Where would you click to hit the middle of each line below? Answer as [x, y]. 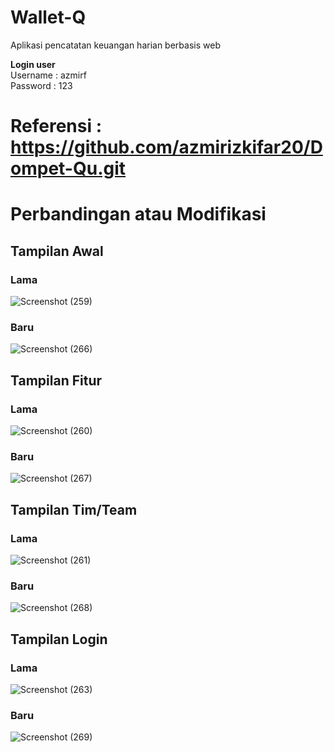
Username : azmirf [48, 75]
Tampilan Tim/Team [74, 509]
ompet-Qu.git [68, 168]
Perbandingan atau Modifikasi [138, 214]
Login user [33, 64]
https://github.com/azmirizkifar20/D [166, 147]
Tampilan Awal [57, 251]
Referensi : [56, 126]
